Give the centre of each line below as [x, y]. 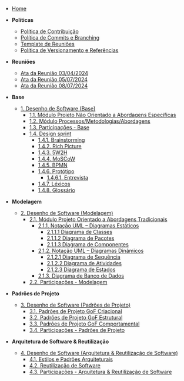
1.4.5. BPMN [53, 165]
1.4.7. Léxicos [54, 184]
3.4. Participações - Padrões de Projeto [77, 330]
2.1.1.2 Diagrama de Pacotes [81, 238]
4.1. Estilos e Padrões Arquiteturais [71, 359]
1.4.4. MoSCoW [56, 159]
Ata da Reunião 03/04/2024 [54, 73]
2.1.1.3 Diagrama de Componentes [88, 244]
